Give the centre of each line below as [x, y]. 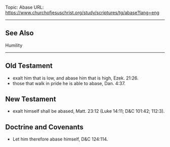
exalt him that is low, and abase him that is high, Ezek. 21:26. [75, 78]
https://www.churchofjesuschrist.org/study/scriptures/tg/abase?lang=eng [82, 13]
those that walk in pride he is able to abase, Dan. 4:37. [69, 83]
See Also [19, 33]
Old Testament [29, 66]
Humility [14, 45]
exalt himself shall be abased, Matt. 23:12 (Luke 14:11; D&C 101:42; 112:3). [89, 111]
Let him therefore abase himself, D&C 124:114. [60, 139]
